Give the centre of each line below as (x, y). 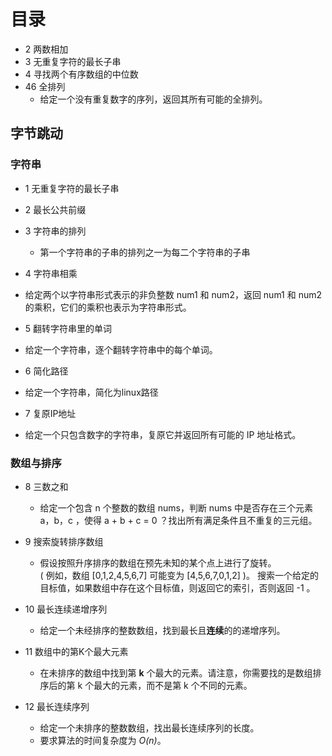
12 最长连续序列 (57, 706)
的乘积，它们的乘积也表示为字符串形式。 (108, 307)
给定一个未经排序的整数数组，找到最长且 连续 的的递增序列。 (162, 630)
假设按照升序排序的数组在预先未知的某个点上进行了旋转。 (158, 562)
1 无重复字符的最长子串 (72, 188)
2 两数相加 (46, 49)
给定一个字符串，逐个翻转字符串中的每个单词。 (121, 349)
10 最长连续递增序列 (66, 609)
